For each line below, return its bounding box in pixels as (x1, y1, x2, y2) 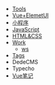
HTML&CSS (12, 32, 43, 39)
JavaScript (12, 26, 40, 33)
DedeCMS (12, 58, 38, 65)
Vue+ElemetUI (12, 12, 49, 19)
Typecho (12, 65, 35, 72)
